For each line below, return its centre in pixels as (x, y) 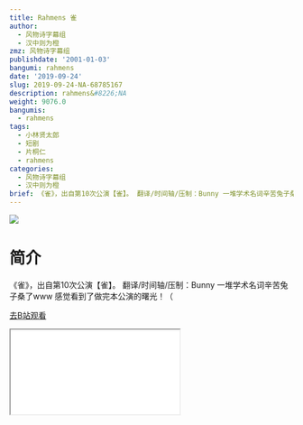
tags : (19, 127)
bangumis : (28, 110)
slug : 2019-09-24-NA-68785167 (66, 85)
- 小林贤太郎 (39, 135)
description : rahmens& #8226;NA (68, 93)
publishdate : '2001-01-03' (60, 60)
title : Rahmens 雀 (43, 18)
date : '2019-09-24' (46, 77)
